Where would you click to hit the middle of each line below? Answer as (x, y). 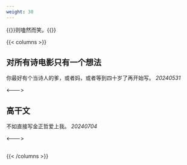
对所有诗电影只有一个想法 (54, 63)
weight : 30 (20, 12)
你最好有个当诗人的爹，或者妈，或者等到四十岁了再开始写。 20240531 (93, 78)
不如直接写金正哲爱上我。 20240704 (52, 126)
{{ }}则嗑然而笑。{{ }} (31, 30)
